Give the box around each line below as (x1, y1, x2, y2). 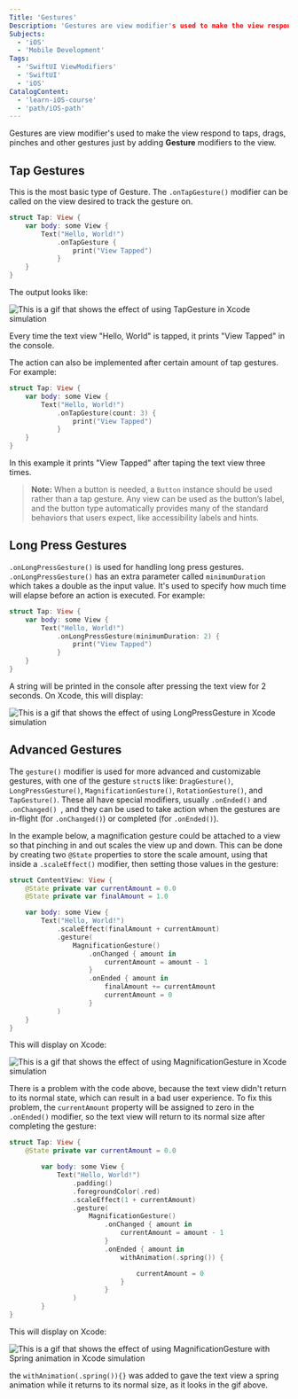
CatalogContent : (9, 87, 69, 96)
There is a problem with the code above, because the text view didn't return (9, 1083, 286, 1094)
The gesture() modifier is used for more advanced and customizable (9, 766, 262, 777)
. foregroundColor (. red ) (72, 1187, 161, 1196)
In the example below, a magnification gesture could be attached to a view (9, 830, 281, 840)
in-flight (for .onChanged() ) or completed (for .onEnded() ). (9, 813, 219, 824)
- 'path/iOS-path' (17, 104, 86, 113)
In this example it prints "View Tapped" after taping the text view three (9, 457, 266, 468)
